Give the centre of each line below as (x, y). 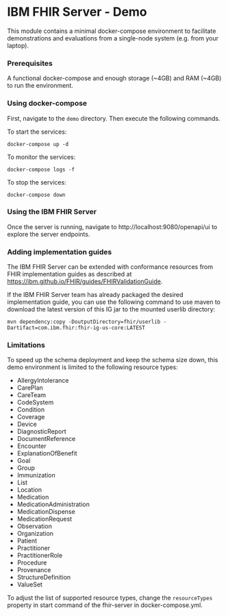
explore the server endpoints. (49, 234)
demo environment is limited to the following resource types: (92, 367)
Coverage (31, 417)
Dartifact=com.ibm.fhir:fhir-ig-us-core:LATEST (76, 328)
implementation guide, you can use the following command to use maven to (114, 302)
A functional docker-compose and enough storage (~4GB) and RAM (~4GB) (114, 78)
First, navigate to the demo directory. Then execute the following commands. (114, 118)
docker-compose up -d (38, 144)
